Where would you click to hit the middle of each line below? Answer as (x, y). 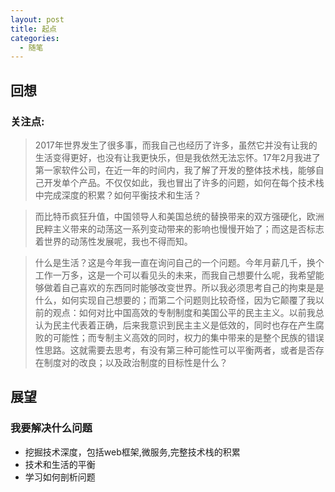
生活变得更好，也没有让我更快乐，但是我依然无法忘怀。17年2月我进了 (177, 157)
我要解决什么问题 (51, 428)
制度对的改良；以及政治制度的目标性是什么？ (135, 362)
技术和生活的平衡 (60, 464)
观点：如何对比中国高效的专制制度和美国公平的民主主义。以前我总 (188, 312)
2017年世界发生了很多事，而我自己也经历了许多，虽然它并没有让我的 (176, 145)
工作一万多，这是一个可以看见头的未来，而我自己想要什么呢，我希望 (175, 275)
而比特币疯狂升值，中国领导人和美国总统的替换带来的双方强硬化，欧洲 (179, 216)
